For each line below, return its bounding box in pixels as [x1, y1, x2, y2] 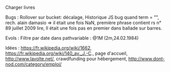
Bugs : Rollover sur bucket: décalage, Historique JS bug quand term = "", [5, 14, 159, 20]
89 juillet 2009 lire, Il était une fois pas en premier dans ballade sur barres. [5, 25, 162, 31]
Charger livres [5, 5, 35, 10]
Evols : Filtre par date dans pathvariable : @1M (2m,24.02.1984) [5, 35, 139, 41]
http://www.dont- [128, 56, 165, 62]
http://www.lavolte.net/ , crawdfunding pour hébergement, [5, 56, 128, 62]
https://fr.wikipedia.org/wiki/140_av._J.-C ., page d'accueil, [5, 51, 128, 56]
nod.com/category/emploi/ [5, 61, 62, 67]
